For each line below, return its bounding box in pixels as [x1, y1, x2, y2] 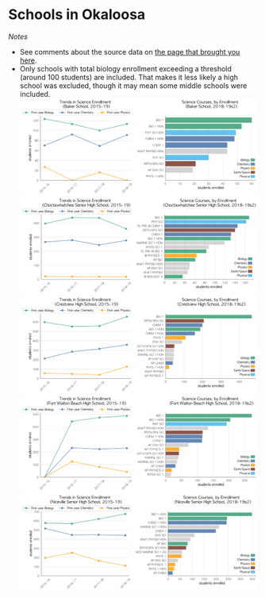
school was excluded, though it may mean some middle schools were [19, 81, 248, 90]
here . [19, 55, 37, 65]
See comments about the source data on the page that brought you [19, 47, 240, 56]
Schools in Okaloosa [8, 6, 146, 24]
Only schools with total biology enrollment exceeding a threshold [19, 63, 232, 73]
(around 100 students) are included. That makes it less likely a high [19, 72, 239, 82]
